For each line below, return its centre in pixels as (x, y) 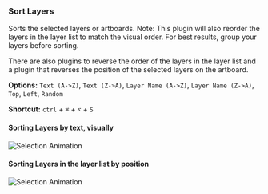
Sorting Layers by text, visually (61, 127)
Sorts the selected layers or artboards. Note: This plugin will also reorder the (134, 29)
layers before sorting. (44, 46)
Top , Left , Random (36, 94)
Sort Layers (31, 11)
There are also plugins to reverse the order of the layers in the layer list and (132, 61)
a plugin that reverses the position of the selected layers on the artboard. (128, 70)
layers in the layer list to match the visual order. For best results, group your (133, 37)
